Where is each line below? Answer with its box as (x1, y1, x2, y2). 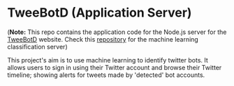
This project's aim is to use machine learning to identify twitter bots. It (7, 55, 208, 64)
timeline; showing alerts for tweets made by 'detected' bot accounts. (7, 71, 205, 79)
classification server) (7, 42, 68, 51)
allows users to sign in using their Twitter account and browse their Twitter (7, 63, 222, 71)
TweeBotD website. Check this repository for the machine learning (7, 35, 199, 43)
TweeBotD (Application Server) (7, 5, 192, 21)
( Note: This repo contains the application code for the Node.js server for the (7, 28, 227, 36)
